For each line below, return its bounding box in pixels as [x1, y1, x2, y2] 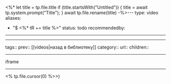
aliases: [5, 15, 21, 21]
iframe [5, 59, 19, 65]
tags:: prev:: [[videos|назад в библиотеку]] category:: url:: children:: [5, 44, 149, 50]
